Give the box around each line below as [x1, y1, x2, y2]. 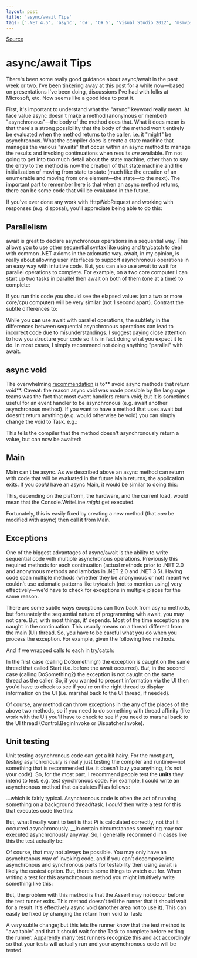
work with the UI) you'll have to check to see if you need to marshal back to [6, 713, 189, 720]
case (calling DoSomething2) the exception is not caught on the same [6, 670, 175, 677]
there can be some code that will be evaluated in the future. [6, 187, 151, 194]
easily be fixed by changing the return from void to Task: [6, 910, 142, 917]
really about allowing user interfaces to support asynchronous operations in [6, 257, 189, 264]
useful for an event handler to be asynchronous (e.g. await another [6, 399, 168, 406]
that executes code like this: [6, 807, 74, 814]
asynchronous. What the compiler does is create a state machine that [6, 137, 174, 144]
